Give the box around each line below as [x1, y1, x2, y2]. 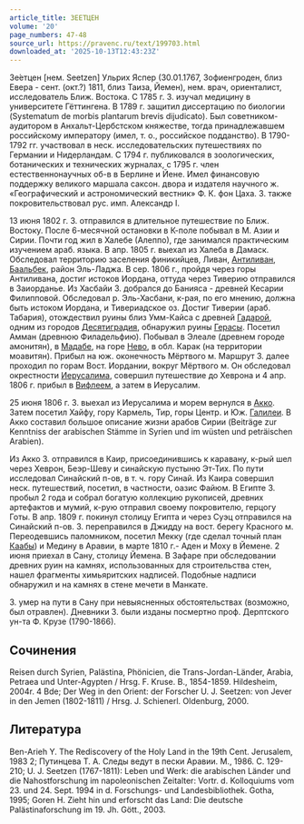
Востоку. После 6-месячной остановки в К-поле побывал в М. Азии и [9, 225, 279, 236]
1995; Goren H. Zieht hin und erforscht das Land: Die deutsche [9, 794, 243, 805]
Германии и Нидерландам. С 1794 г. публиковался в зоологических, [9, 149, 275, 160]
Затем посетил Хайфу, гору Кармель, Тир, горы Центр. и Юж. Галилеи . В [9, 407, 292, 418]
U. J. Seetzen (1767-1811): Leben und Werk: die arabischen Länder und [26, 765, 291, 776]
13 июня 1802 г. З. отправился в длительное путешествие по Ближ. [9, 216, 270, 226]
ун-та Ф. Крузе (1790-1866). [9, 616, 116, 628]
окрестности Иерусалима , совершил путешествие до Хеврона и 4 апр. [9, 370, 287, 381]
